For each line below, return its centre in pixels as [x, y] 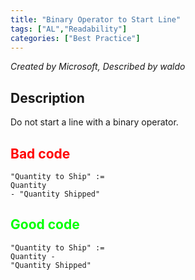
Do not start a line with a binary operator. [94, 122]
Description [47, 97]
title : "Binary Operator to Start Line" [96, 19]
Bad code [40, 153]
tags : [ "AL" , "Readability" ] [69, 29]
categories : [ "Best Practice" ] [75, 38]
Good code [45, 224]
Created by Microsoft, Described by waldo [98, 67]
